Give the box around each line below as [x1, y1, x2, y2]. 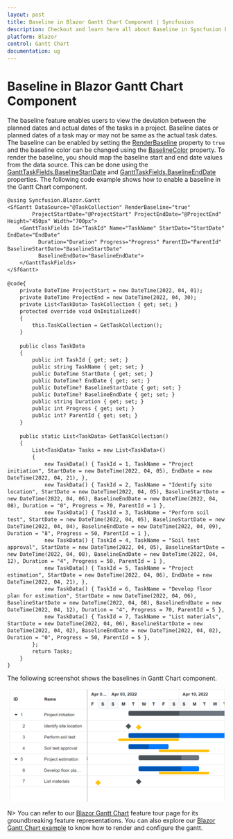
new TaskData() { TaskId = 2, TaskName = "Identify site [44, 481, 213, 489]
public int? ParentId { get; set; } [32, 412, 138, 419]
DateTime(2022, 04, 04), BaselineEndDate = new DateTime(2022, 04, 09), [7, 523, 222, 530]
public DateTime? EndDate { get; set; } [32, 377, 150, 384]
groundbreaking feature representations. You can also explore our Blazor [7, 816, 216, 824]
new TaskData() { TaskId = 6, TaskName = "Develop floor [44, 585, 213, 593]
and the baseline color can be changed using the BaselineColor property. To [7, 146, 225, 154]
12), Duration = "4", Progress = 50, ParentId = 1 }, [7, 557, 166, 565]
